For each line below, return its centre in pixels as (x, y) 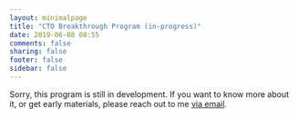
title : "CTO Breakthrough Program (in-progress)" (106, 26)
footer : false (36, 60)
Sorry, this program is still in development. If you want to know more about (149, 94)
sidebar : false (38, 69)
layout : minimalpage (49, 18)
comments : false (40, 43)
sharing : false (38, 52)
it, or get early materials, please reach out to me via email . (118, 103)
